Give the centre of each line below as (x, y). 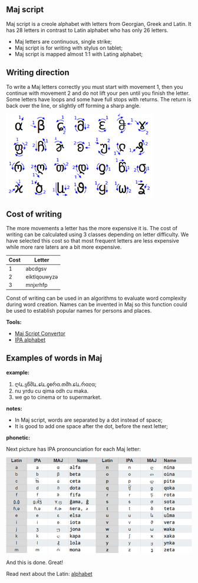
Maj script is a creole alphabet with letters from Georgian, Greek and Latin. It (99, 24)
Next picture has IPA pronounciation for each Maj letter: (74, 449)
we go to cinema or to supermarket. (58, 397)
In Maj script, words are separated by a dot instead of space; (89, 420)
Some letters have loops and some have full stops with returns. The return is (99, 99)
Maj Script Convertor (40, 333)
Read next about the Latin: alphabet (49, 574)
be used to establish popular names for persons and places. (79, 310)
